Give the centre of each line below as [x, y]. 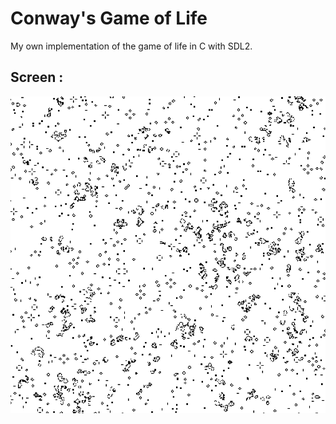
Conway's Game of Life [109, 18]
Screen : [37, 77]
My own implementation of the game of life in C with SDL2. [131, 46]
